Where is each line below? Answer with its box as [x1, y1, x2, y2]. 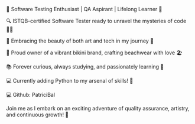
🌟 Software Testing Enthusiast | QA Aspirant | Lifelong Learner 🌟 [6, 6, 162, 12]
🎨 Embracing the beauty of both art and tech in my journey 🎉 [6, 37, 154, 44]
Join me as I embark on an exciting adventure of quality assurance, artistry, [6, 105, 190, 112]
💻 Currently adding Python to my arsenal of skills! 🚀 [6, 77, 134, 84]
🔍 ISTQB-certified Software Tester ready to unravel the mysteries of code [6, 18, 187, 24]
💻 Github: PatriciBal [6, 92, 55, 98]
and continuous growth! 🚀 [6, 111, 69, 118]
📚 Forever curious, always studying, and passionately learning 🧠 [6, 63, 164, 70]
